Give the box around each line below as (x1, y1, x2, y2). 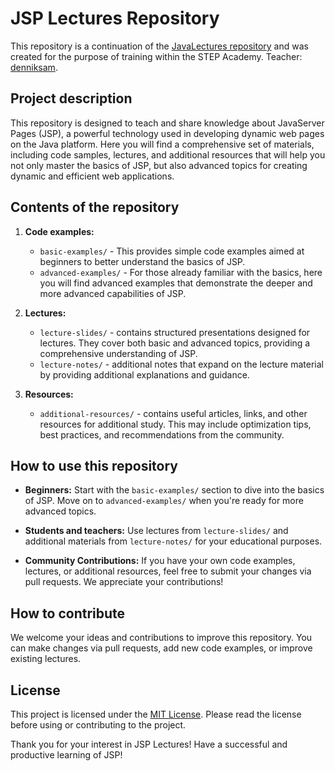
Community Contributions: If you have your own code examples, (24, 555, 296, 567)
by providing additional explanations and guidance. (39, 368, 250, 381)
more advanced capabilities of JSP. (39, 287, 187, 299)
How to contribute (10, 605, 126, 622)
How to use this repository (10, 457, 179, 474)
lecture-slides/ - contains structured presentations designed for (39, 326, 311, 338)
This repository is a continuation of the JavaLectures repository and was (10, 40, 309, 52)
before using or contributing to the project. (10, 719, 187, 731)
